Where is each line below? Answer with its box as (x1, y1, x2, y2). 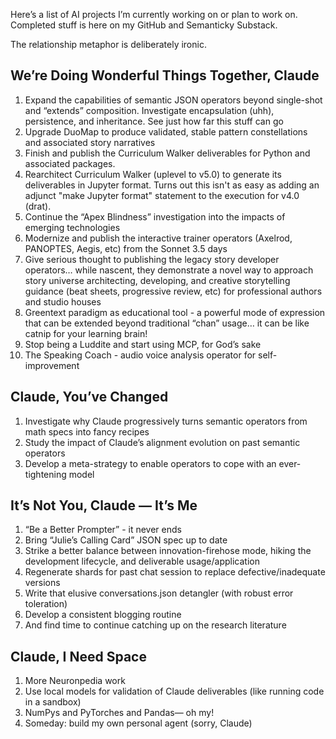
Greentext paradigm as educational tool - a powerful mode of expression (24, 306, 326, 318)
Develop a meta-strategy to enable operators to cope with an (24, 457, 277, 469)
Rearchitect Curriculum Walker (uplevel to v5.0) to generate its (24, 168, 282, 180)
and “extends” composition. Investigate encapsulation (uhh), (24, 104, 275, 116)
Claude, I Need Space (10, 648, 147, 665)
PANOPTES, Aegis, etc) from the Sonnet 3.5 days (24, 242, 228, 254)
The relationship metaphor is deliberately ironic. (10, 39, 207, 50)
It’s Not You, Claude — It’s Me (10, 497, 198, 514)
